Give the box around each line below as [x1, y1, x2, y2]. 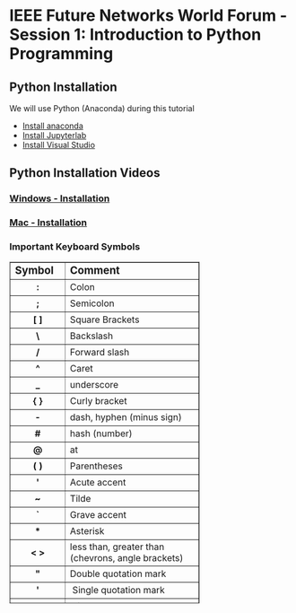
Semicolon [70, 297, 115, 310]
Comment [70, 263, 120, 277]
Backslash [70, 329, 114, 342]
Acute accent [70, 476, 126, 488]
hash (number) [70, 427, 133, 440]
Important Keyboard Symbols [9, 241, 141, 253]
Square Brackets [70, 313, 140, 326]
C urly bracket [70, 394, 127, 407]
